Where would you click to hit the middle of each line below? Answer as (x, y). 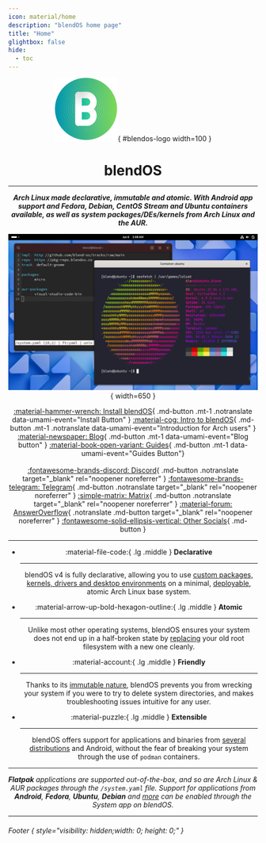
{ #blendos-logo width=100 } (165, 138)
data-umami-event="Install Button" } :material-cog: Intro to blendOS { (124, 420)
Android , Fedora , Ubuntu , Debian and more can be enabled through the (133, 796)
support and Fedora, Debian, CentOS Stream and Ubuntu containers (133, 206)
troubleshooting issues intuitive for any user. (139, 702)
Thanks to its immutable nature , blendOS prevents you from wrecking (139, 685)
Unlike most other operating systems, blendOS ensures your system (139, 630)
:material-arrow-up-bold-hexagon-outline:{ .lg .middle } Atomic (139, 607)
